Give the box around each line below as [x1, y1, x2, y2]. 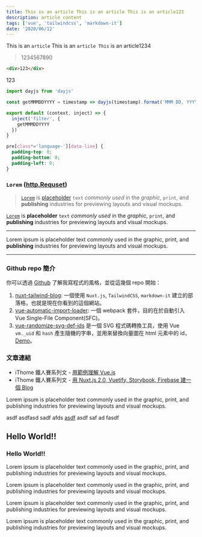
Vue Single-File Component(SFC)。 [14, 315, 103, 322]
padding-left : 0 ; [11, 160, 55, 166]
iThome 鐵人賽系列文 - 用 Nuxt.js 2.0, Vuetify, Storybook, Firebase [14, 376, 179, 384]
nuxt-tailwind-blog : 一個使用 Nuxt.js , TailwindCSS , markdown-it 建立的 [14, 292, 188, 299]
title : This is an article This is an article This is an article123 [6, 8, 185, 15]
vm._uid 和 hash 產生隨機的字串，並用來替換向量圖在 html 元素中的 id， [14, 330, 191, 337]
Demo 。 [14, 337, 35, 344]
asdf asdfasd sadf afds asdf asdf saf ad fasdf [6, 414, 119, 421]
